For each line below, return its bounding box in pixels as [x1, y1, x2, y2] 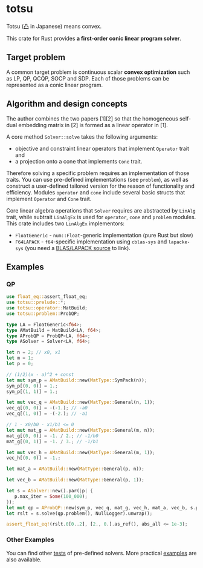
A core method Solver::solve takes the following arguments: [6, 133, 158, 140]
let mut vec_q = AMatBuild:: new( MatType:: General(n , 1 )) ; [6, 399, 155, 406]
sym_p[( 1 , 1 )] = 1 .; [6, 388, 59, 395]
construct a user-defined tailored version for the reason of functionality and [6, 182, 195, 190]
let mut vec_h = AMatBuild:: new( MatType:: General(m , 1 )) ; [6, 449, 155, 455]
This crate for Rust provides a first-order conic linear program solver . [6, 35, 182, 42]
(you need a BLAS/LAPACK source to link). [25, 244, 131, 251]
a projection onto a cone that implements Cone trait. [14, 157, 143, 165]
